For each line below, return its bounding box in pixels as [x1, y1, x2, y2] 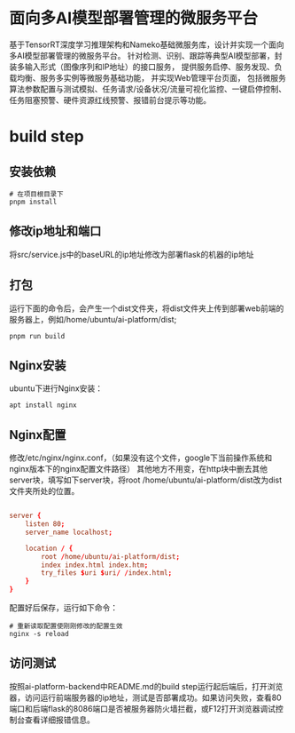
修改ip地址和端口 [9, 224, 102, 239]
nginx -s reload [9, 630, 69, 639]
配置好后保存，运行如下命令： [9, 602, 118, 613]
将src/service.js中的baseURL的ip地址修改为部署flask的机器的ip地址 [9, 249, 254, 259]
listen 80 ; [25, 520, 66, 529]
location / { [25, 544, 74, 553]
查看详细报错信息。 [24, 714, 95, 725]
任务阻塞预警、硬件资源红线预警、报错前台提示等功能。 [9, 94, 211, 105]
